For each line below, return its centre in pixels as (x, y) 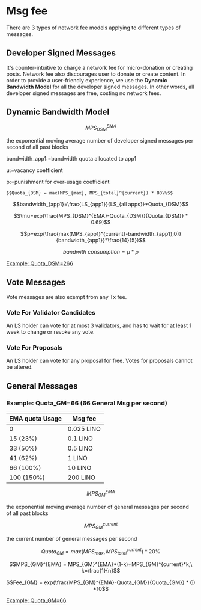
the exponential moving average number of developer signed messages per (100, 141)
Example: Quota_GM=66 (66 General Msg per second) (87, 403)
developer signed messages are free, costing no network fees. (84, 93)
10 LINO (79, 468)
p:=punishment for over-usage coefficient (58, 182)
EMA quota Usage (35, 419)
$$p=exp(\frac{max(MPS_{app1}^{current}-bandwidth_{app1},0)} (101, 234)
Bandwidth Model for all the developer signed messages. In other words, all (100, 87)
